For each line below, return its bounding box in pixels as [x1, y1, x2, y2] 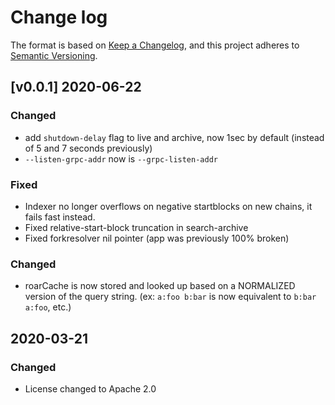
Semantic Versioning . [10, 49, 98, 61]
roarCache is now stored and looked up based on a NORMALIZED [24, 280, 296, 292]
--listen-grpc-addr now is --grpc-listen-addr [24, 152, 218, 165]
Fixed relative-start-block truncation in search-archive [24, 221, 249, 233]
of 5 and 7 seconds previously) [24, 142, 153, 154]
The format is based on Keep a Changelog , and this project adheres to [10, 39, 300, 51]
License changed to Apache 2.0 [24, 382, 157, 395]
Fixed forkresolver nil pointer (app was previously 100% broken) [24, 232, 290, 244]
